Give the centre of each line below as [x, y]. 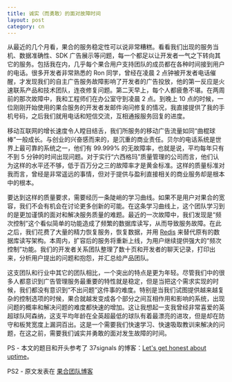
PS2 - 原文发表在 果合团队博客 [50, 372]
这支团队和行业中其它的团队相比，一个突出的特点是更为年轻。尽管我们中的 [113, 273]
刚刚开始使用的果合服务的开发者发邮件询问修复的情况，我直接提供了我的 [116, 107]
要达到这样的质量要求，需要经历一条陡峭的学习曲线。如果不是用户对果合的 [113, 197]
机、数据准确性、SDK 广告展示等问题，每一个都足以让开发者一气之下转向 [111, 55]
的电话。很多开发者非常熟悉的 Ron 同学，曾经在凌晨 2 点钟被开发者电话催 [112, 73]
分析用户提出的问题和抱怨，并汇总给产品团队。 [86, 258]
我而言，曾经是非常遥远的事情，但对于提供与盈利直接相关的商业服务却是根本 [116, 174]
